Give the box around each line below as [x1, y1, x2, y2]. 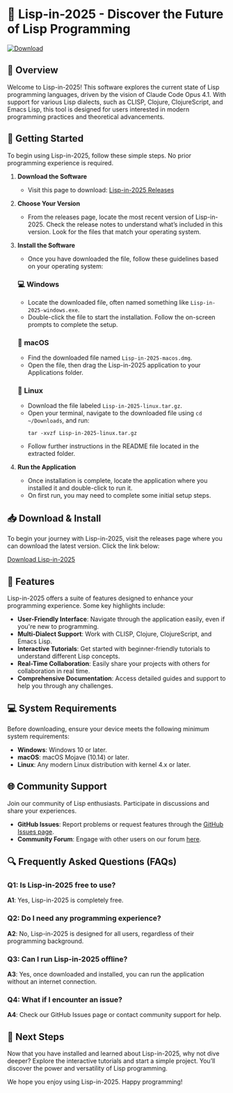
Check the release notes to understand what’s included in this [46, 220, 223, 229]
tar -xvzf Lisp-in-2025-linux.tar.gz [27, 430, 138, 437]
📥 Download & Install [7, 512, 102, 524]
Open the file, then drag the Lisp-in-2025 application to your [27, 361, 201, 369]
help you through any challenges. [17, 682, 113, 690]
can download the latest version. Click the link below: [7, 542, 160, 550]
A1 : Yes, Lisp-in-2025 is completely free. [7, 896, 124, 905]
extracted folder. [27, 450, 75, 458]
